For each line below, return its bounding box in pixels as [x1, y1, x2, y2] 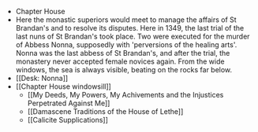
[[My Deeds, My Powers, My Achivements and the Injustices [27, 90, 224, 99]
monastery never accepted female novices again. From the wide [15, 57, 225, 66]
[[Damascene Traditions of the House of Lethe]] [27, 107, 184, 116]
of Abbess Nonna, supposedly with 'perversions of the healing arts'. [15, 40, 237, 49]
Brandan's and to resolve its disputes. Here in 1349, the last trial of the [15, 24, 245, 32]
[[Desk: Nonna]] [15, 74, 69, 82]
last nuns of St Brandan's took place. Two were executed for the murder [15, 31, 250, 41]
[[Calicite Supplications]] [27, 115, 109, 124]
